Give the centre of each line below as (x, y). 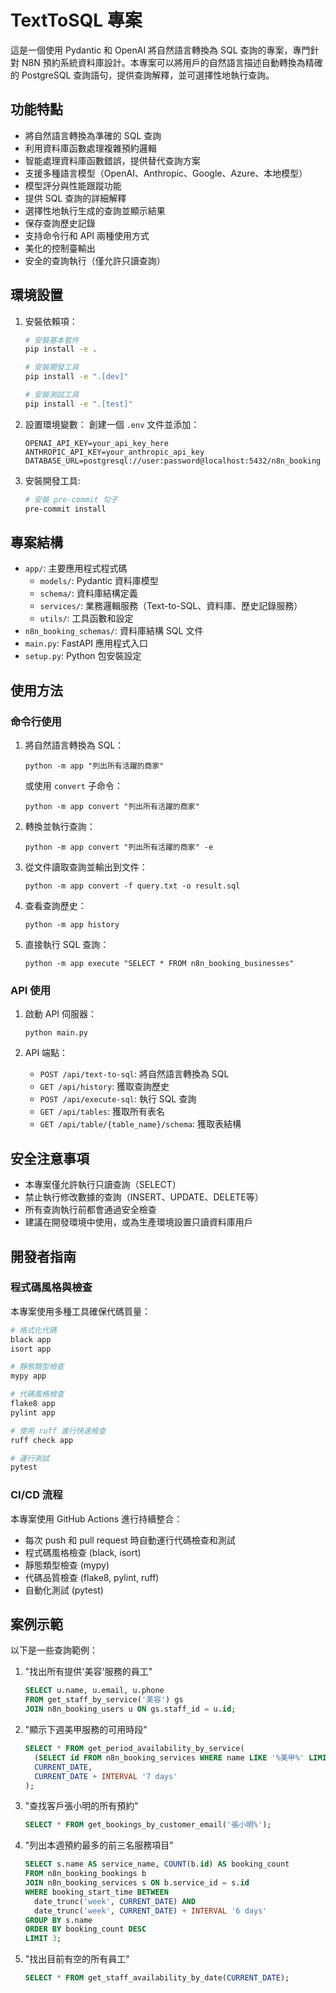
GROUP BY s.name (58, 1920)
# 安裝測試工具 (52, 395)
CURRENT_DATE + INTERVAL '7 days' (106, 1776)
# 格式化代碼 (33, 1330)
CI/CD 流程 (36, 1495)
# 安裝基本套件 (52, 340)
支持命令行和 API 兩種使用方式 (87, 235)
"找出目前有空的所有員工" (77, 1959)
